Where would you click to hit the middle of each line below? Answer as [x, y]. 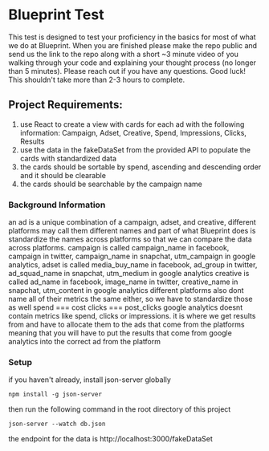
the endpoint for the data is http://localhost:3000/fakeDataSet [110, 439]
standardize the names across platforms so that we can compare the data [130, 239]
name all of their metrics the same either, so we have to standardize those [130, 299]
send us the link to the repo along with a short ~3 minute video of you [123, 54]
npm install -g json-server [55, 395]
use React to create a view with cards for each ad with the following [132, 124]
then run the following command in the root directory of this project [120, 409]
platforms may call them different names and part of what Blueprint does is [132, 231]
